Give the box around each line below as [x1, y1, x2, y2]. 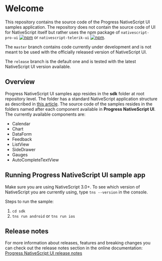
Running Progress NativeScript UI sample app [5, 171, 146, 179]
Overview [5, 78, 35, 86]
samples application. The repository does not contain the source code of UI [5, 24, 156, 30]
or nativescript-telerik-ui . [33, 35, 105, 40]
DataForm [12, 131, 32, 137]
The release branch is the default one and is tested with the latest [5, 58, 136, 64]
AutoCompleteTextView [12, 157, 59, 163]
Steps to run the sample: [5, 198, 54, 204]
